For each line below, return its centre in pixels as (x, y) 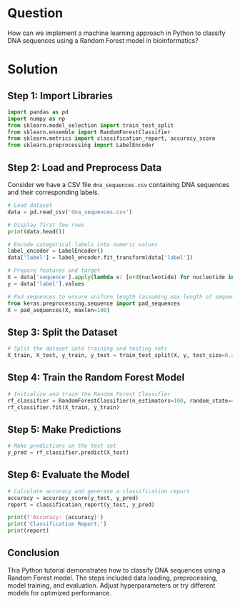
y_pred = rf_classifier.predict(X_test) (69, 453)
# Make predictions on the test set (62, 446)
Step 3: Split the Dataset (62, 332)
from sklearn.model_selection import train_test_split (91, 125)
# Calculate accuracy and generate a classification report (99, 491)
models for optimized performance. (60, 593)
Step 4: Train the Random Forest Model (96, 377)
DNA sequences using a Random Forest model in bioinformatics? (103, 40)
